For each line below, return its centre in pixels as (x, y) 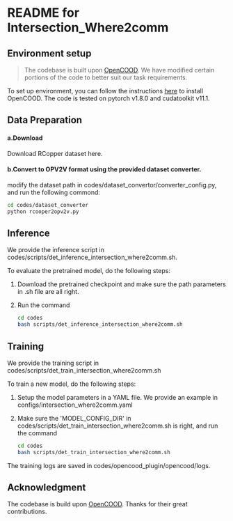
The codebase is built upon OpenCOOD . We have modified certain (119, 70)
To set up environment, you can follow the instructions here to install (105, 91)
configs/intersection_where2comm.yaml (75, 405)
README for (43, 13)
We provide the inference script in (56, 250)
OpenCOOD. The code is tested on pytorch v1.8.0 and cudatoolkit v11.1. (109, 98)
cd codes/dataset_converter (48, 205)
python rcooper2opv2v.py (43, 211)
